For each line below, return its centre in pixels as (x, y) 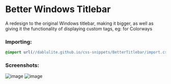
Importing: (19, 41)
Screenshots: (22, 65)
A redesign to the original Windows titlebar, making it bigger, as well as (79, 23)
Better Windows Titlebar (58, 9)
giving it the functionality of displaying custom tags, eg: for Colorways (79, 28)
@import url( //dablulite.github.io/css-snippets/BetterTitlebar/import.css (87, 52)
